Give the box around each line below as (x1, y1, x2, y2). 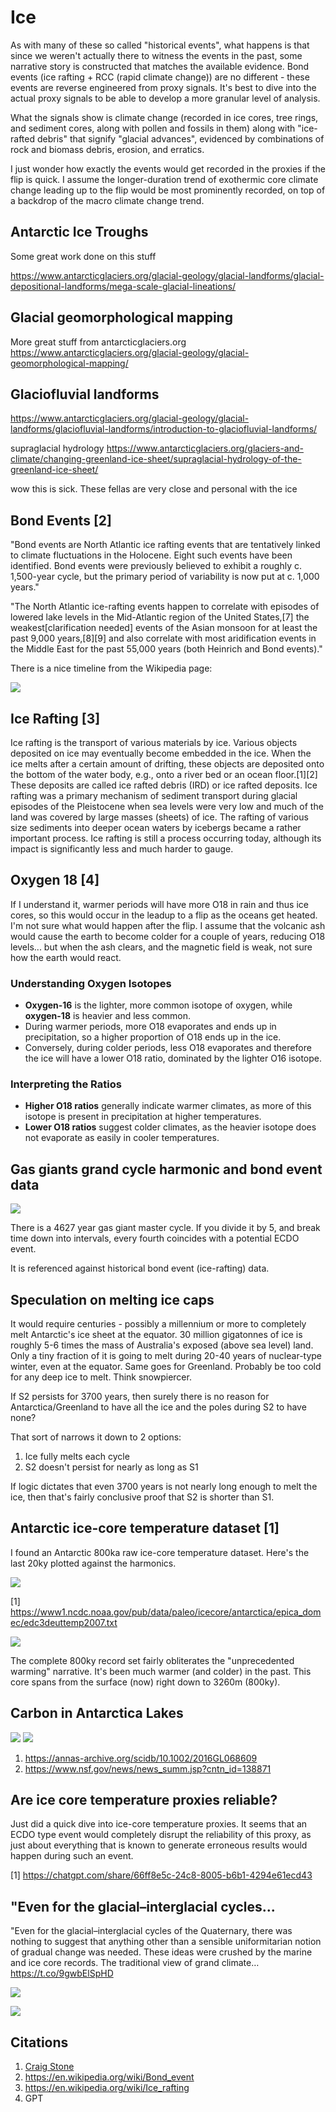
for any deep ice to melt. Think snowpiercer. (10, 1371, 192, 1383)
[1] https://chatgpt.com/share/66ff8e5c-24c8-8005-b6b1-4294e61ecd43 (10, 1869, 313, 1881)
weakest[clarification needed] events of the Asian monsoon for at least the (10, 622, 318, 634)
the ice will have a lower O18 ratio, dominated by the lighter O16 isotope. (24, 1052, 322, 1065)
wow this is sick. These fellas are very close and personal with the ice (10, 483, 298, 495)
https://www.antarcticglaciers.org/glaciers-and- (106, 442, 304, 455)
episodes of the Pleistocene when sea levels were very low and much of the (10, 801, 324, 812)
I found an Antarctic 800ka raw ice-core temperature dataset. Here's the (10, 1546, 310, 1558)
